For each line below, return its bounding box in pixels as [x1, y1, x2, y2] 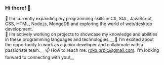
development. [5, 26, 33, 32]
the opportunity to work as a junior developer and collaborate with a [5, 42, 143, 48]
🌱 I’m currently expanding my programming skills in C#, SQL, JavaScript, [5, 16, 153, 22]
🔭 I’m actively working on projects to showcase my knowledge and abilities [5, 32, 158, 37]
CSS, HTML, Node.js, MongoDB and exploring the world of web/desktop [5, 21, 152, 27]
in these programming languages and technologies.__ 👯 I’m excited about [5, 36, 154, 42]
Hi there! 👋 [5, 4, 31, 11]
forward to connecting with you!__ [5, 54, 74, 61]
